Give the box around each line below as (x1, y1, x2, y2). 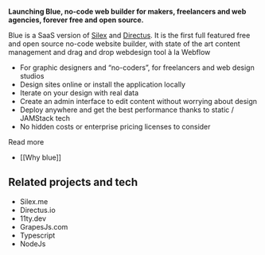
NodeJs (19, 238, 46, 249)
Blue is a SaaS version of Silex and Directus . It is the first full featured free (8, 31, 251, 40)
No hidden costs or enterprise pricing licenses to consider (19, 122, 211, 131)
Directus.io (19, 205, 56, 214)
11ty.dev (19, 214, 46, 223)
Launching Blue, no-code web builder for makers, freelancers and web (8, 7, 247, 16)
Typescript (19, 230, 56, 240)
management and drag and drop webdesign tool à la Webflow (8, 48, 211, 56)
